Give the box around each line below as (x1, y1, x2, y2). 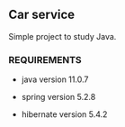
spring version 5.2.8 (21, 92, 96, 103)
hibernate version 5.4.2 (21, 109, 108, 120)
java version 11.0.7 (21, 74, 89, 85)
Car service (8, 7, 76, 23)
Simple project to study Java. (8, 31, 117, 41)
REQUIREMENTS (8, 53, 82, 66)
